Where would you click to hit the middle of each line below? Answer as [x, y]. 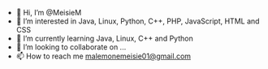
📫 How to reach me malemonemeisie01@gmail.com [104, 56]
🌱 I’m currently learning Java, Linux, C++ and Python [104, 38]
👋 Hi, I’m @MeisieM [49, 13]
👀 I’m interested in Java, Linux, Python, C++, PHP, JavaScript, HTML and [138, 21]
